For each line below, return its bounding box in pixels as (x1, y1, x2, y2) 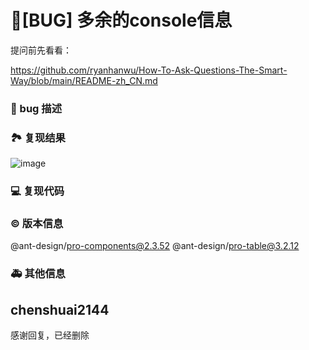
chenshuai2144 (10, 301, 110, 318)
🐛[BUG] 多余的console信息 (10, 9, 233, 32)
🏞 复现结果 (10, 131, 66, 145)
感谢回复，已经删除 (10, 329, 90, 341)
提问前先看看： (10, 44, 72, 56)
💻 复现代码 (10, 184, 65, 198)
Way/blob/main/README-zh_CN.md (10, 74, 158, 86)
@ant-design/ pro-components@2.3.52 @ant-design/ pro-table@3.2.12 (10, 240, 300, 252)
